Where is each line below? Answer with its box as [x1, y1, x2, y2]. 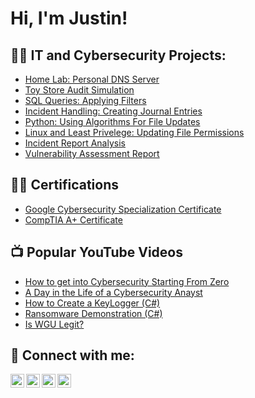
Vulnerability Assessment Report [24, 148, 160, 159]
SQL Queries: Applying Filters [24, 95, 147, 106]
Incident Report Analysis [24, 137, 126, 149]
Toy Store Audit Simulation [24, 84, 135, 96]
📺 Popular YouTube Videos [10, 244, 183, 261]
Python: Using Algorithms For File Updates [24, 116, 201, 127]
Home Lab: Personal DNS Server [24, 73, 160, 85]
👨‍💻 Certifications [10, 177, 119, 194]
